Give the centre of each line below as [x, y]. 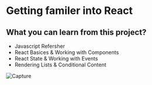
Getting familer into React [70, 11]
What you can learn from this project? [76, 32]
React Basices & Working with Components [67, 52]
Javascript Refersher [40, 46]
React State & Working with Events [56, 59]
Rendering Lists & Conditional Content [60, 65]
